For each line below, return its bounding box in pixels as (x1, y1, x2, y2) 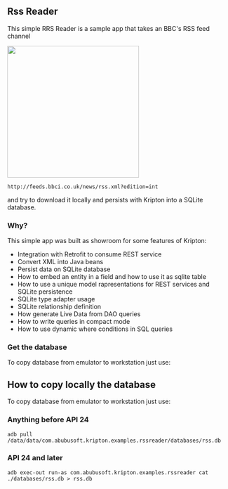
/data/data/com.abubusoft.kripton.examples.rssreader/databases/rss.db (7, 437, 221, 444)
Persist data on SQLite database (17, 265, 111, 273)
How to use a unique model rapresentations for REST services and (17, 280, 210, 289)
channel (7, 32, 31, 40)
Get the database (7, 342, 67, 352)
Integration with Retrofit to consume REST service (17, 250, 162, 259)
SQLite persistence (17, 287, 73, 296)
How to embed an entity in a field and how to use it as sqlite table (17, 273, 207, 281)
